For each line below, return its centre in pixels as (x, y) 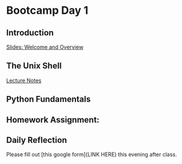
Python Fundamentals (49, 99)
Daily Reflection (37, 140)
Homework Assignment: (53, 120)
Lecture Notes (24, 80)
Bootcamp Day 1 (47, 11)
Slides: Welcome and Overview (45, 47)
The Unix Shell (34, 66)
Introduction (30, 33)
